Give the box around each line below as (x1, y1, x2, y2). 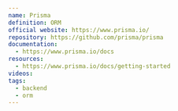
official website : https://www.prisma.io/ (8, 26, 150, 34)
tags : (8, 77, 26, 84)
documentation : (8, 41, 58, 48)
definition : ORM (8, 19, 61, 27)
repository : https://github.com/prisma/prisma (8, 33, 164, 41)
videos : (8, 70, 34, 77)
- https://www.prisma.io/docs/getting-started (15, 63, 171, 70)
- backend (15, 84, 47, 92)
